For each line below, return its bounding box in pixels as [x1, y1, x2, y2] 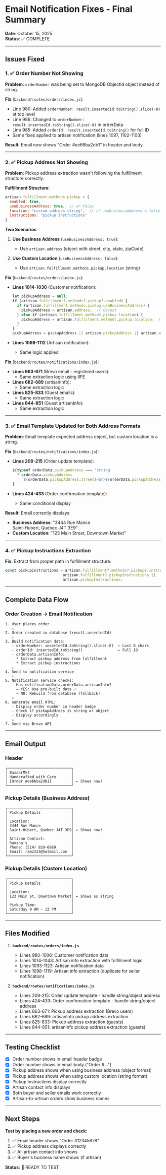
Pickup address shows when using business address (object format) [12, 1067, 152, 1073]
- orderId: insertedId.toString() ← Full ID [11, 648, 138, 653]
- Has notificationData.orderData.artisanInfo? [11, 682, 112, 688]
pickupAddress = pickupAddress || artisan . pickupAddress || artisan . [12, 331, 159, 336]
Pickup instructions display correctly [12, 1078, 87, 1085]
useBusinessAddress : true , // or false [9, 203, 94, 209]
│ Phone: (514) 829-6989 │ [5, 845, 74, 850]
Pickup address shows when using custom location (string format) [12, 1073, 148, 1079]
